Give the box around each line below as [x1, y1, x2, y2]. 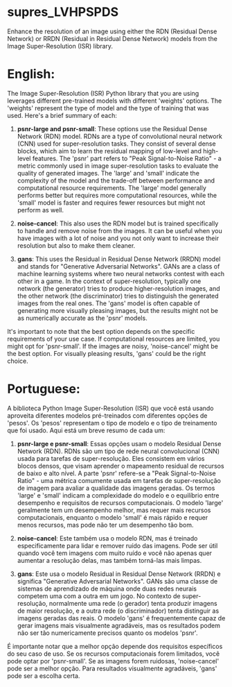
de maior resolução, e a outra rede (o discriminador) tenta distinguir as [17, 607, 220, 615]
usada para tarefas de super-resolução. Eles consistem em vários [17, 454, 205, 462]
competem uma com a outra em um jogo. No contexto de [17, 591, 181, 600]
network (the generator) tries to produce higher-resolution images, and [17, 284, 220, 292]
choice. [7, 357, 29, 365]
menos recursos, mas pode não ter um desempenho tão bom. [17, 520, 194, 529]
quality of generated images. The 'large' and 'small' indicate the [17, 169, 199, 177]
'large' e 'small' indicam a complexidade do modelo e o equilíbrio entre [17, 491, 220, 500]
